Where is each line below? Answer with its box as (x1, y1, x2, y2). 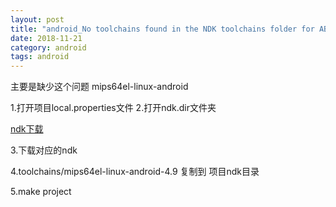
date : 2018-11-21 (10, 33, 83, 43)
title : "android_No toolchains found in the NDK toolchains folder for (10, 24, 315, 34)
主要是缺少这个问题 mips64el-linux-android (10, 81, 189, 93)
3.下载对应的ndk (10, 144, 78, 156)
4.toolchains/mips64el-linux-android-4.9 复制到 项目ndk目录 (10, 166, 260, 178)
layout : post (10, 14, 65, 25)
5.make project (10, 186, 72, 198)
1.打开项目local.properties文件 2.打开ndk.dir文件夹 (10, 102, 217, 114)
